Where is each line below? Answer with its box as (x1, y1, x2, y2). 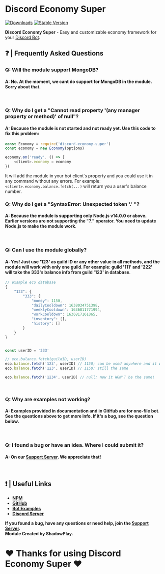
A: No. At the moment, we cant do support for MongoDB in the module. (5, 79, 152, 84)
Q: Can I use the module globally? (5, 246, 87, 253)
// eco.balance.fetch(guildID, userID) (5, 357, 87, 362)
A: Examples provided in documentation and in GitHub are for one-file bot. (5, 408, 160, 414)
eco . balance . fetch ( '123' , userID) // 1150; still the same (5, 366, 129, 371)
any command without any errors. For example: (5, 178, 101, 184)
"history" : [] (31, 321, 60, 326)
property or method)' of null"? (5, 113, 79, 120)
